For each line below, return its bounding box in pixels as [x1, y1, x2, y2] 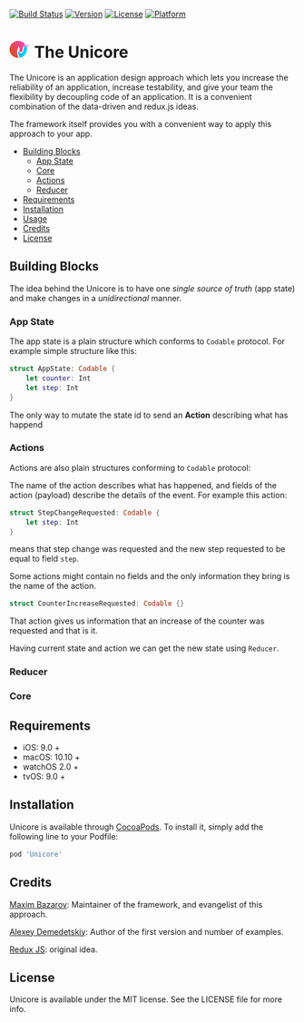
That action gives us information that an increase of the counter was [9, 615, 265, 626]
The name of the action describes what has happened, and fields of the [9, 479, 278, 490]
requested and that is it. [9, 625, 98, 636]
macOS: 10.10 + [22, 752, 81, 762]
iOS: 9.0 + [22, 742, 61, 752]
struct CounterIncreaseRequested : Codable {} [9, 599, 184, 608]
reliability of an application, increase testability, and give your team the [9, 82, 274, 93]
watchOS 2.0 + [22, 762, 79, 771]
